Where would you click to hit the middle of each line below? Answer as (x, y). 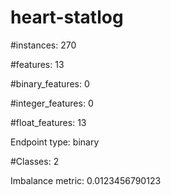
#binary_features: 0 (50, 83)
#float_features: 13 (48, 122)
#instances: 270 (43, 45)
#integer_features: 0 (52, 103)
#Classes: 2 (35, 161)
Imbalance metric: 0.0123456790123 (86, 180)
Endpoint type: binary (55, 142)
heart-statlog (67, 17)
